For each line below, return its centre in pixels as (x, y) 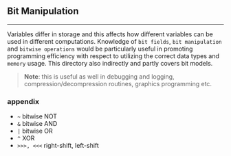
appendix (23, 101)
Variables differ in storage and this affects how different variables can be (110, 34)
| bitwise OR (35, 131)
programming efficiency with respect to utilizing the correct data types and (113, 56)
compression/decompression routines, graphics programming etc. (118, 83)
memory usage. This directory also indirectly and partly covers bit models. (110, 63)
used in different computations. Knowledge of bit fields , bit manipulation (114, 41)
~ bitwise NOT (37, 116)
